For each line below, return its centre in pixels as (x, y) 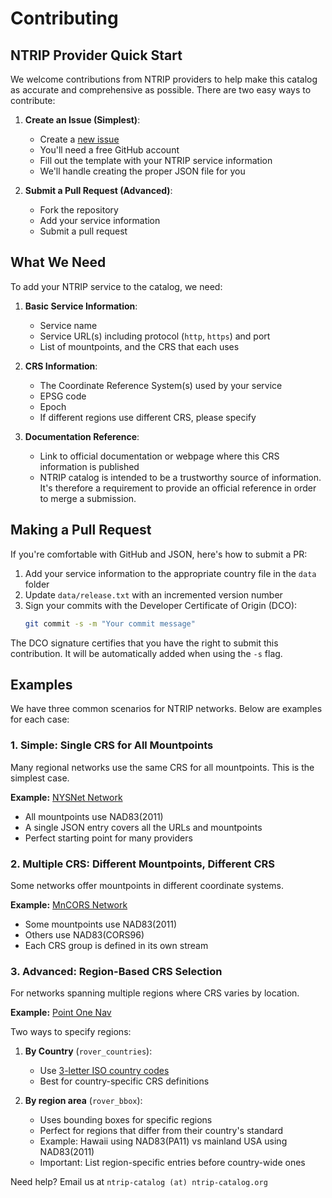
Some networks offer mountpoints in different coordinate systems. (147, 885)
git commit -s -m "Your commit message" (110, 623)
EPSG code (63, 396)
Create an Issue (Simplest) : (82, 120)
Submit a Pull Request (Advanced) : (98, 190)
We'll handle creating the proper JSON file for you (142, 171)
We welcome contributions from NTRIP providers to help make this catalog (164, 79)
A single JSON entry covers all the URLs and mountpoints (143, 827)
